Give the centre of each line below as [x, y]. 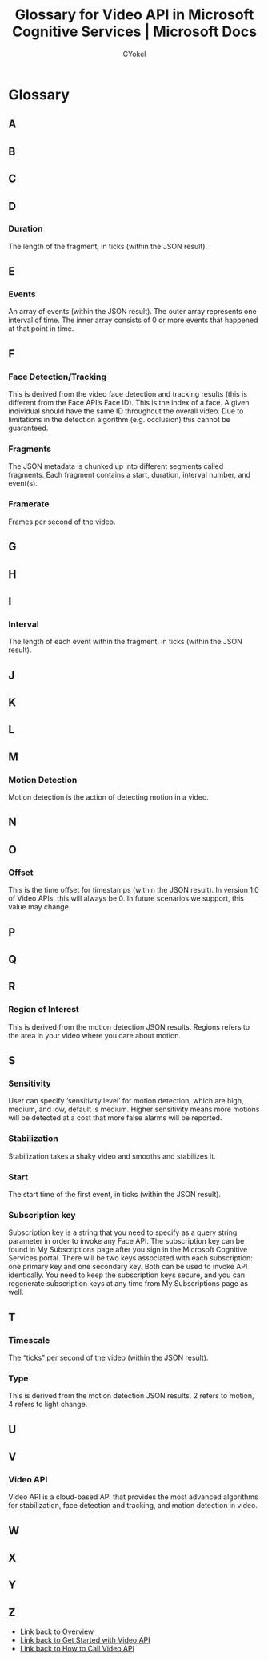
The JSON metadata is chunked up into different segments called [116, 466]
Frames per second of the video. [62, 522]
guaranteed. [28, 428]
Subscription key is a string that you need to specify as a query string [123, 1232]
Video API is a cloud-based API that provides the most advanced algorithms [133, 1497]
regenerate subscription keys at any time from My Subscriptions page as [128, 1284]
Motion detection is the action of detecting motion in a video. [109, 797]
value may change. [40, 907]
